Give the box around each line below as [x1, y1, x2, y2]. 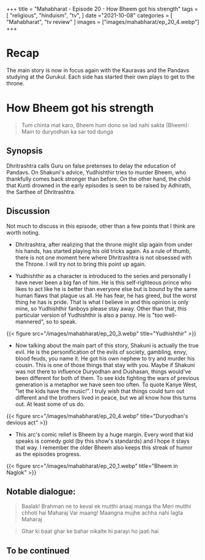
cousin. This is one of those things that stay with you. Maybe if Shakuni [15, 361, 195, 368]
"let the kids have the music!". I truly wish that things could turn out [15, 387, 185, 395]
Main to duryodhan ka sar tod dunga [21, 128, 113, 135]
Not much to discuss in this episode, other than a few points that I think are [6, 222, 196, 230]
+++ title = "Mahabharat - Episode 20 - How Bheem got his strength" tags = [6, 6, 198, 12]
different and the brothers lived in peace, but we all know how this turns [15, 394, 197, 401]
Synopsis [6, 146, 43, 156]
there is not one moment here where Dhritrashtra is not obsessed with [15, 254, 192, 261]
